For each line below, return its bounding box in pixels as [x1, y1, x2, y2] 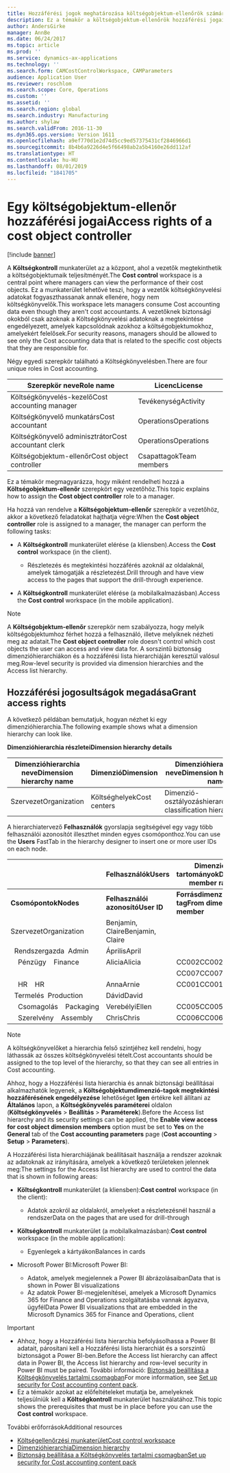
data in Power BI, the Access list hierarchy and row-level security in [16, 1359, 207, 1367]
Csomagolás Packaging [18, 1002, 99, 1012]
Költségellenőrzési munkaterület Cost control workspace [16, 1437, 176, 1445]
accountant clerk [10, 440, 65, 450]
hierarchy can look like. [7, 730, 73, 738]
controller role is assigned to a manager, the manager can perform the [7, 520, 207, 528]
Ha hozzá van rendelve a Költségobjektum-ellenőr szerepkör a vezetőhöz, [7, 505, 220, 514]
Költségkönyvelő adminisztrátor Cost [10, 432, 127, 441]
